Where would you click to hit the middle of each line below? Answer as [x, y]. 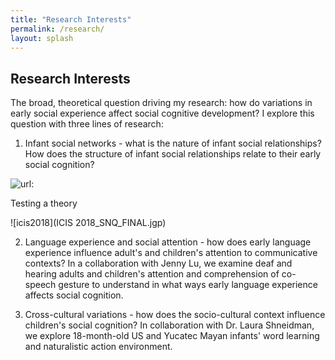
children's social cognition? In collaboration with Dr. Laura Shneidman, [169, 325]
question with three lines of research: [87, 124]
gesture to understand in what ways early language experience [188, 285]
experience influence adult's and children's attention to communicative [171, 253]
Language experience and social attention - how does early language [168, 242]
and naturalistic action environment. [98, 347]
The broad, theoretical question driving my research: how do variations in [161, 103]
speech [40, 285]
